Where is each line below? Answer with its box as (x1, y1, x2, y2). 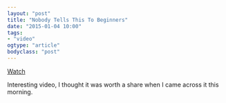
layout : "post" (7, 10, 51, 17)
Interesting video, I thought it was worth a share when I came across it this (7, 80, 219, 89)
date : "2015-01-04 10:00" (7, 23, 82, 30)
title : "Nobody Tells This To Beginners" (7, 16, 129, 23)
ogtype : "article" (7, 42, 60, 49)
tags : (7, 29, 23, 36)
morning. (7, 87, 33, 96)
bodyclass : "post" (7, 49, 60, 56)
